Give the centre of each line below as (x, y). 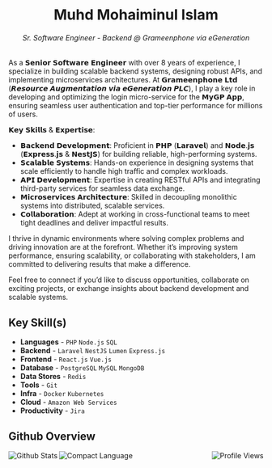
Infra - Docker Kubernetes (62, 394)
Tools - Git (39, 385)
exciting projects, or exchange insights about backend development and (129, 289)
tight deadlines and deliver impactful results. (94, 223)
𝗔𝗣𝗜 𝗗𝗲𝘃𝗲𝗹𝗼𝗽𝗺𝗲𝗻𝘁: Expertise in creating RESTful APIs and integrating (140, 180)
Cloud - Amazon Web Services (68, 403)
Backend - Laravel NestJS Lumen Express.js (93, 351)
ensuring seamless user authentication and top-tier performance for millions (136, 106)
